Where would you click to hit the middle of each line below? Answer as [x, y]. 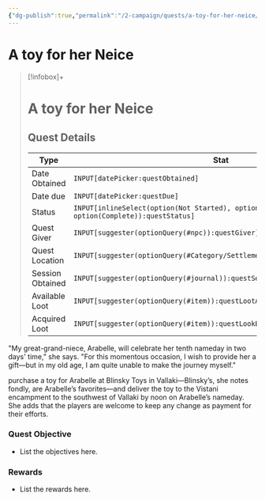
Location [48, 260]
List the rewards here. [55, 489]
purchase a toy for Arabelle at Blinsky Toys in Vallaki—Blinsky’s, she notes [128, 380]
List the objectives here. [59, 451]
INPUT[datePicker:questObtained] [136, 178]
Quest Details [62, 138]
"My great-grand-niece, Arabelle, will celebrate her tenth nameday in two [127, 348]
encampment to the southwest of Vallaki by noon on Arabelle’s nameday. [126, 397]
